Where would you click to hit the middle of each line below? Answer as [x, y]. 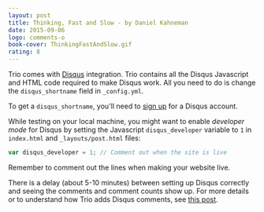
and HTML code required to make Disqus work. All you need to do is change [132, 82]
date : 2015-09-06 [37, 30]
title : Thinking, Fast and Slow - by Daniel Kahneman [99, 23]
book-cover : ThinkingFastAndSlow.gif [70, 45]
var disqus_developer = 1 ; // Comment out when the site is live [117, 152]
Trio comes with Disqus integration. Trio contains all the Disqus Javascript [128, 74]
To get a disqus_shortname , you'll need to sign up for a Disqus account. [123, 106]
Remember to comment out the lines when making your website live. [119, 167]
